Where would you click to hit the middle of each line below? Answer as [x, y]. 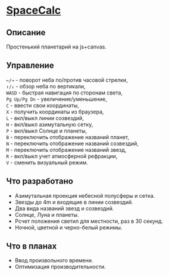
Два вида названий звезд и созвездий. [64, 208]
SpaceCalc [34, 10]
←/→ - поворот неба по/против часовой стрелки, [67, 80]
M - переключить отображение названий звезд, [66, 149]
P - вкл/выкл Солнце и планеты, [47, 131]
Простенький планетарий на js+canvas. [57, 47]
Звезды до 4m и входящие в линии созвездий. [74, 202]
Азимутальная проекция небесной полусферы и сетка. [85, 195]
